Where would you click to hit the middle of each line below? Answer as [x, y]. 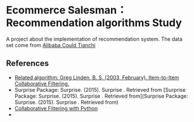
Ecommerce [36, 10]
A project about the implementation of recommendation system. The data [94, 39]
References [27, 64]
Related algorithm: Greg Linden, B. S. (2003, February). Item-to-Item [97, 77]
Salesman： [97, 10]
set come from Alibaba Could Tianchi [51, 45]
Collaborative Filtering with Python [56, 108]
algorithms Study [139, 23]
